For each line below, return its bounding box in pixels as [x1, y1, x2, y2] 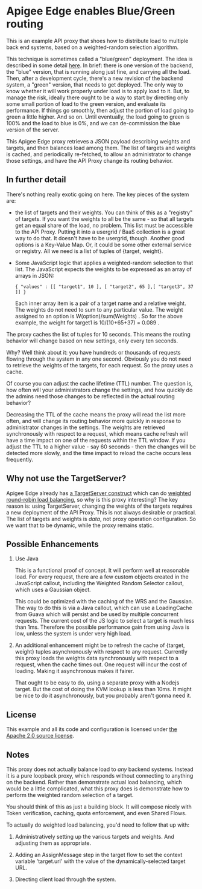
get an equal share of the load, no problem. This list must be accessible [14, 221, 193, 229]
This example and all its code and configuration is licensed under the [6, 726, 178, 733]
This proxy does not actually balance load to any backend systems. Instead [6, 766, 194, 773]
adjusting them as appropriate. [14, 839, 92, 847]
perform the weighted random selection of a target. [6, 792, 134, 798]
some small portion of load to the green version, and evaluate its [6, 100, 166, 107]
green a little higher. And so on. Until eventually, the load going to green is [6, 113, 190, 120]
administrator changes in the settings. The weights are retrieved [6, 424, 165, 431]
